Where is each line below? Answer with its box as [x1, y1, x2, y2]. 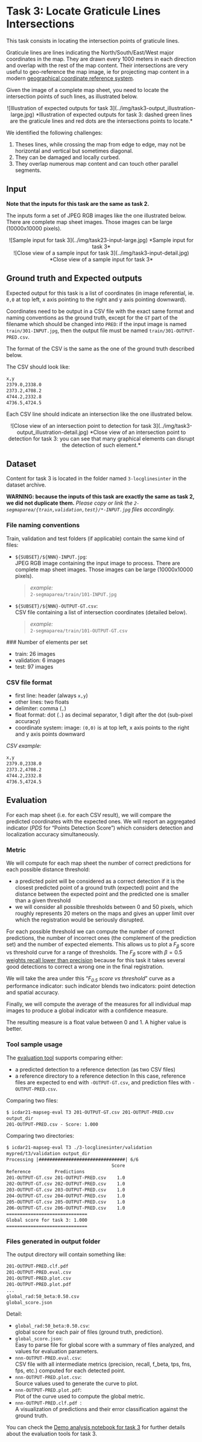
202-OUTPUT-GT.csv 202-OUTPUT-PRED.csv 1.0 [6, 1181, 125, 1187]
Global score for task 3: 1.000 [6, 1217, 87, 1223]
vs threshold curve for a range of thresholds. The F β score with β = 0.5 [6, 948, 183, 957]
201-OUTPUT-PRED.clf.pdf [6, 1263, 69, 1270]
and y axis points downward [14, 730, 86, 738]
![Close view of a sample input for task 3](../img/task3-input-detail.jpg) [13, 249, 189, 257]
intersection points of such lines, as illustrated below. [6, 93, 138, 100]
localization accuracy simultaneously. [6, 830, 99, 837]
